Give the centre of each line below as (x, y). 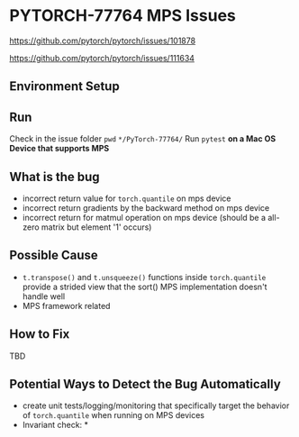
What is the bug (55, 177)
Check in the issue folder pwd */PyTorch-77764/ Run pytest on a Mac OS (143, 139)
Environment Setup (64, 86)
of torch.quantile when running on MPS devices (113, 415)
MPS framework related (66, 305)
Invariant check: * (55, 425)
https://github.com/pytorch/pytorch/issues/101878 (103, 41)
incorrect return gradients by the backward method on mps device (146, 207)
